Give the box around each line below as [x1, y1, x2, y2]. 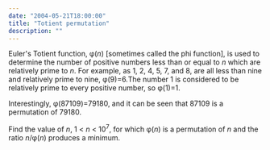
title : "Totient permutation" [8, 19, 110, 27]
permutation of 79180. [8, 107, 82, 117]
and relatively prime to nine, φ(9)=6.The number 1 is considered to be [8, 74, 239, 85]
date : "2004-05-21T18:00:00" [8, 11, 106, 20]
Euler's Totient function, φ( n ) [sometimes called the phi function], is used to [8, 49, 260, 59]
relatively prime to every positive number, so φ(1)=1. [8, 83, 181, 93]
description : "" [8, 27, 63, 35]
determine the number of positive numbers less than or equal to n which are [8, 57, 261, 67]
